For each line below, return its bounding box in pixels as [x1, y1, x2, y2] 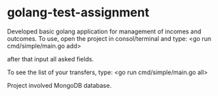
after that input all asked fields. [7, 54, 94, 63]
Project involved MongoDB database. [7, 81, 112, 89]
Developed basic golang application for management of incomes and [7, 27, 202, 35]
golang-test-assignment [7, 5, 150, 20]
